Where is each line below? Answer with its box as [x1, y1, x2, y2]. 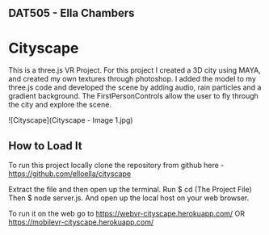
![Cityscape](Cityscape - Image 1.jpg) [8, 115, 133, 125]
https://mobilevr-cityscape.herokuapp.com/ [8, 217, 154, 227]
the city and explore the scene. [8, 100, 111, 110]
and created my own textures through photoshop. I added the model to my [8, 74, 257, 84]
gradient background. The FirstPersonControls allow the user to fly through [8, 91, 258, 101]
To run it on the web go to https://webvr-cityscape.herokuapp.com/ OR [8, 209, 245, 219]
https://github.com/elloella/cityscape [8, 169, 132, 178]
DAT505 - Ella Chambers [8, 6, 135, 20]
